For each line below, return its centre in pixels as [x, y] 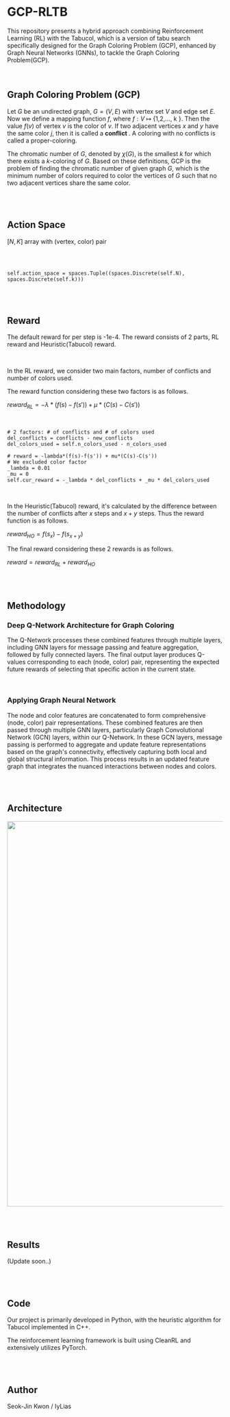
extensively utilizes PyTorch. [47, 1348]
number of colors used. [40, 378]
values [16, 662]
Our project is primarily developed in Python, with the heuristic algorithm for [114, 1320]
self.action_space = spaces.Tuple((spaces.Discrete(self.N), [96, 273]
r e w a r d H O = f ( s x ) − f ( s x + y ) [45, 535]
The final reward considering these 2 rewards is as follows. [90, 549]
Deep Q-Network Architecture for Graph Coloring [91, 625]
